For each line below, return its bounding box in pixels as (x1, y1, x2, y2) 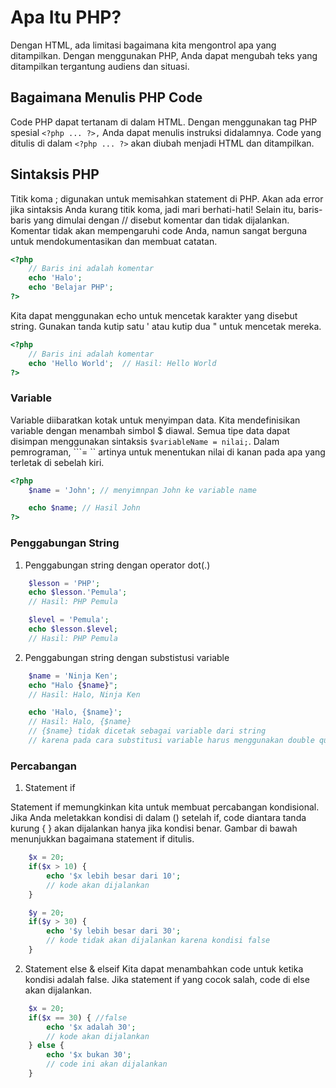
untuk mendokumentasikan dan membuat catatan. (10, 235, 218, 247)
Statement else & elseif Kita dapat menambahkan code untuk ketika (24, 962, 304, 975)
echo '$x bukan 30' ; (46, 1050, 132, 1060)
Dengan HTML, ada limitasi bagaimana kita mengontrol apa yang (10, 39, 277, 51)
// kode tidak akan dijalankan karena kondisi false (46, 936, 271, 946)
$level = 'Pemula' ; (28, 615, 110, 625)
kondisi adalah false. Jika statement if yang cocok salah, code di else (24, 973, 310, 985)
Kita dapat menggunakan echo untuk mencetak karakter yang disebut (10, 309, 298, 321)
